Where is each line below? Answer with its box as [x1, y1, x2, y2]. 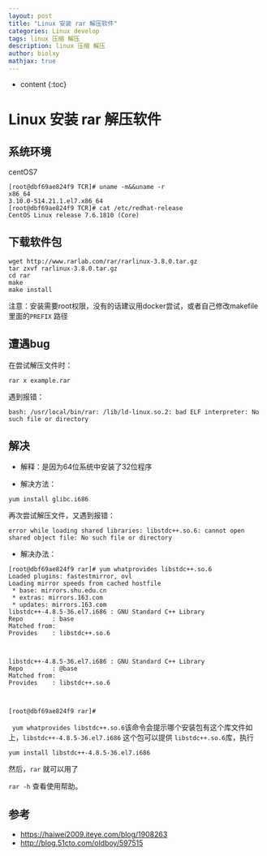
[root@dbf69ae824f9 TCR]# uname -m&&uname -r [8, 183, 165, 191]
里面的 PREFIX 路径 [8, 311, 68, 320]
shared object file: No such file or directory [8, 534, 173, 542]
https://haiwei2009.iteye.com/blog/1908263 [19, 829, 168, 840]
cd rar [8, 271, 31, 280]
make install [8, 286, 53, 294]
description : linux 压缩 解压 [8, 42, 106, 50]
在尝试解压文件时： [8, 360, 73, 370]
